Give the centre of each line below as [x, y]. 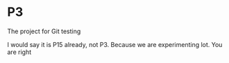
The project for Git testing [44, 31]
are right [19, 52]
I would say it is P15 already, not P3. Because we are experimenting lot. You [115, 44]
